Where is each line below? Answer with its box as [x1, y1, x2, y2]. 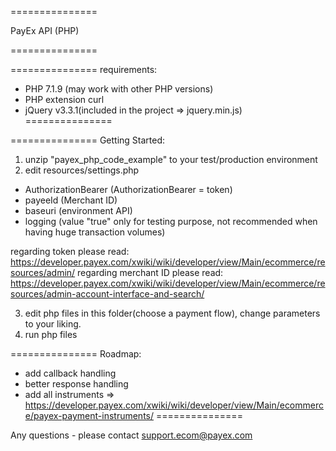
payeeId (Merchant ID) [24, 194, 118, 206]
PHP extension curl [24, 94, 105, 105]
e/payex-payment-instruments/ [24, 410, 155, 421]
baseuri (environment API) [24, 205, 133, 216]
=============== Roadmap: [10, 348, 142, 360]
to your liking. [24, 318, 82, 330]
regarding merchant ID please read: [77, 267, 224, 278]
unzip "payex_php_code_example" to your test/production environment [24, 154, 318, 165]
